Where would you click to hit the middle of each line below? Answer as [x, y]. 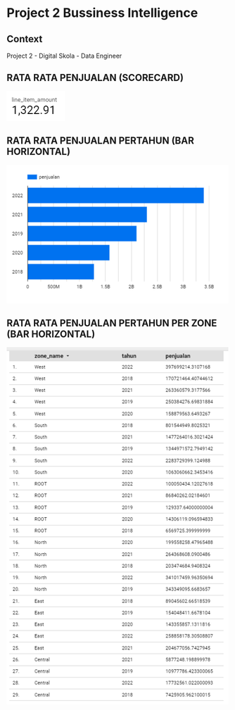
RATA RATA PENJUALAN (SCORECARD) [95, 78]
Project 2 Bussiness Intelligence [102, 13]
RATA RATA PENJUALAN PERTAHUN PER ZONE [112, 323]
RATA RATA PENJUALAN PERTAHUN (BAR [100, 141]
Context [25, 39]
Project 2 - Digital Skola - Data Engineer [64, 56]
